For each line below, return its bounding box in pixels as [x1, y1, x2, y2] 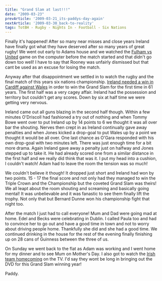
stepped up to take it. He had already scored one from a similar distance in [5, 150, 154, 156]
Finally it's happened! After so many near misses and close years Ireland [5, 38, 150, 44]
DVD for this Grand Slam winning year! [5, 261, 82, 267]
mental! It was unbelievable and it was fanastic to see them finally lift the [5, 191, 149, 197]
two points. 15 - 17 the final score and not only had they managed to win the [5, 176, 156, 181]
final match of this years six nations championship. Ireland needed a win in [5, 79, 154, 85]
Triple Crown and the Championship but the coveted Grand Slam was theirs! [5, 180, 157, 186]
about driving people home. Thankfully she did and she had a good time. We [5, 226, 158, 232]
